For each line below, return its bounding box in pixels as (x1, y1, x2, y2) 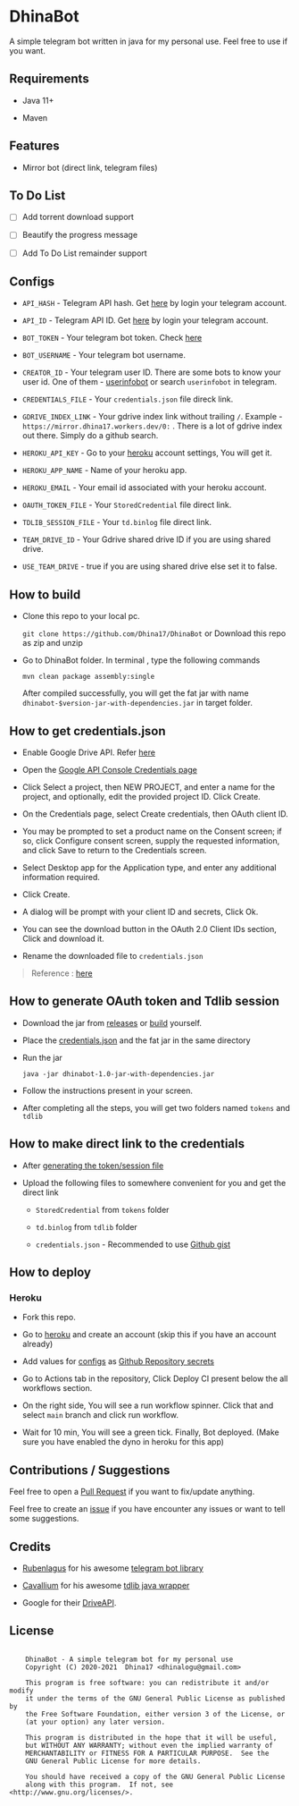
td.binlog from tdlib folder (35, 1221, 138, 1232)
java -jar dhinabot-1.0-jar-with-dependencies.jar (21, 1069, 215, 1079)
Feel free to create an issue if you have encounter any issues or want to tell (9, 1504, 286, 1514)
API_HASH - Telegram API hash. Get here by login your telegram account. (21, 298, 287, 309)
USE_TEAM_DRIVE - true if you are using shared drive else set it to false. (21, 561, 278, 572)
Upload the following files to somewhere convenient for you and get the (21, 1177, 287, 1188)
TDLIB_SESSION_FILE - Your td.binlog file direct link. (21, 517, 212, 528)
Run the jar (21, 1052, 62, 1063)
